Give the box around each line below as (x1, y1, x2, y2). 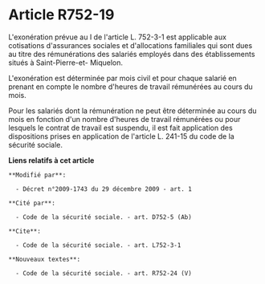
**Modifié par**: (8, 171, 67, 179)
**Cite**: (8, 227, 42, 235)
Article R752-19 (8, 6, 115, 24)
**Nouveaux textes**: (8, 255, 81, 263)
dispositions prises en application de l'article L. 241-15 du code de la (8, 131, 234, 141)
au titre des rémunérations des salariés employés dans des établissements (8, 49, 255, 59)
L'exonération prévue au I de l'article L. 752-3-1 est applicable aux (8, 32, 227, 42)
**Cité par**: (8, 199, 56, 207)
